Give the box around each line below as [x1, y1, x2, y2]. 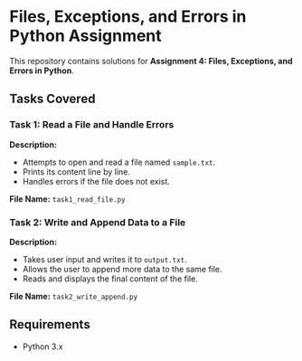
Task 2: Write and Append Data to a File [9, 215, 186, 228]
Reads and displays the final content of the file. [22, 273, 199, 284]
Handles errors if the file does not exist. [22, 176, 170, 186]
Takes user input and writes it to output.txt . [22, 253, 187, 264]
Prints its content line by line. [22, 166, 131, 177]
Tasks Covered [9, 91, 96, 107]
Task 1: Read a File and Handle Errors [9, 119, 175, 131]
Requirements [9, 317, 90, 332]
